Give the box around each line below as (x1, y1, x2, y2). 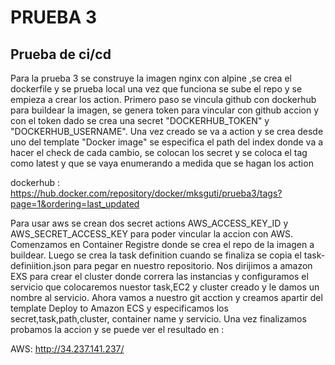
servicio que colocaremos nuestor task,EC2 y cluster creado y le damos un (10, 281, 320, 293)
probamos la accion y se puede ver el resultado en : (10, 324, 225, 335)
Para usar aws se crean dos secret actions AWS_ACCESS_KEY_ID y (10, 217, 289, 229)
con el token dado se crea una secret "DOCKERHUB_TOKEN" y (10, 115, 270, 126)
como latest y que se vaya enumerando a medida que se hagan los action (10, 157, 314, 169)
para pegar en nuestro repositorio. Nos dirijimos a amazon (73, 260, 313, 271)
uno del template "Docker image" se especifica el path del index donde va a (10, 136, 324, 148)
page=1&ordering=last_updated (10, 198, 140, 210)
